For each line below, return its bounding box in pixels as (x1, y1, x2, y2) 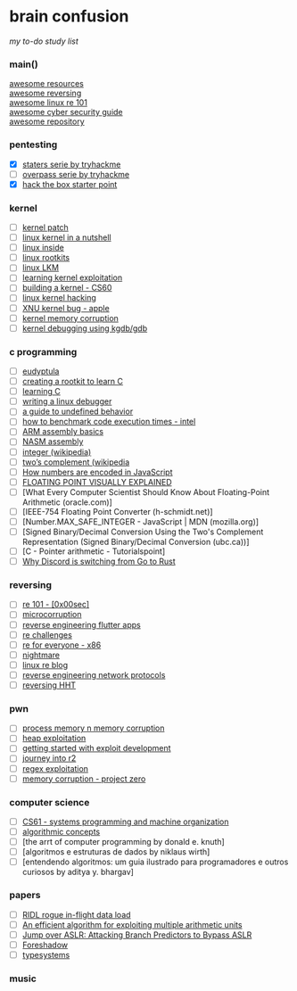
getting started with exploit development (21, 743, 171, 754)
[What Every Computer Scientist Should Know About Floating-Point (21, 486, 270, 497)
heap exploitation (21, 733, 87, 744)
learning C (21, 386, 61, 397)
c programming (9, 345, 78, 358)
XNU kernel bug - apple (21, 302, 110, 313)
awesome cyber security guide (9, 107, 123, 118)
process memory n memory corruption (21, 723, 165, 733)
